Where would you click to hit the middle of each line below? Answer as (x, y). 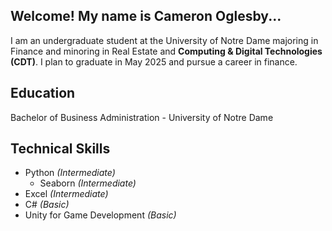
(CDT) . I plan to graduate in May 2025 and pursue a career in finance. (154, 61)
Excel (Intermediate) (66, 194)
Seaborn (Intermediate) (88, 183)
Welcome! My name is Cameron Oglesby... (146, 16)
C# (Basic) (47, 205)
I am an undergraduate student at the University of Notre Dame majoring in (164, 40)
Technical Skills (60, 149)
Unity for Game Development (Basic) (100, 215)
